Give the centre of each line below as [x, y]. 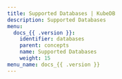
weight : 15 [35, 58]
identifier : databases [52, 39]
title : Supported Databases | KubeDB [61, 13]
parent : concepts [44, 45]
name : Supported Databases [58, 52]
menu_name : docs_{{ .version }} [53, 65]
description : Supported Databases [57, 20]
